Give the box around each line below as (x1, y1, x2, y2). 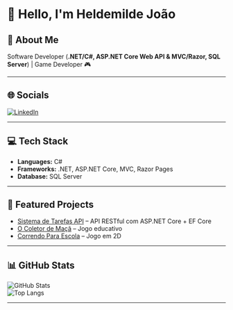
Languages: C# (17, 157, 62, 165)
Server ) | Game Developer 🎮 (7, 60, 92, 68)
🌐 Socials (7, 90, 50, 101)
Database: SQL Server (17, 172, 83, 180)
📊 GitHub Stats (7, 259, 75, 271)
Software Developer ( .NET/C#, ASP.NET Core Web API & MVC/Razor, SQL (7, 52, 221, 60)
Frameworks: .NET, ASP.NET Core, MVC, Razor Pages (17, 165, 173, 173)
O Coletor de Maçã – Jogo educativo (17, 225, 123, 233)
